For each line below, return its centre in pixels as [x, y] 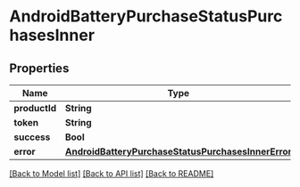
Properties [39, 68]
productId [35, 108]
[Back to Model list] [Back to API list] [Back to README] [112, 174]
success [32, 137]
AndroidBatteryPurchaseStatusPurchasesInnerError [178, 151]
